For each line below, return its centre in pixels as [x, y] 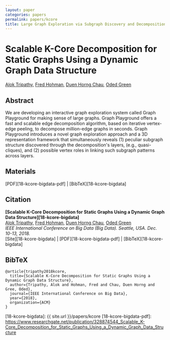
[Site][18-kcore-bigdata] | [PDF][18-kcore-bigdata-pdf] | [64, 239]
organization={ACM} [30, 303]
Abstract [19, 100]
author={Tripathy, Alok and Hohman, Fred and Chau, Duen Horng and [82, 285]
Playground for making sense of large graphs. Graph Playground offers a [81, 118]
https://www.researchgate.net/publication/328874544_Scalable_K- [75, 322]
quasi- [145, 145]
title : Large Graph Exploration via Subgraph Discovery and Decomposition [86, 24]
